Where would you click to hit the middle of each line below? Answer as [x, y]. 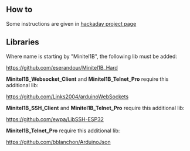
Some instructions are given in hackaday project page [71, 23]
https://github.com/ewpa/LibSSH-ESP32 [55, 119]
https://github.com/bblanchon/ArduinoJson [58, 142]
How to [19, 10]
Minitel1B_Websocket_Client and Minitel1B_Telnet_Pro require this [87, 79]
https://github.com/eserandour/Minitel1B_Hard [62, 67]
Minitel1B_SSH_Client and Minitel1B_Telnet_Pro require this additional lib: [95, 108]
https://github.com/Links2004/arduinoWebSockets [67, 97]
